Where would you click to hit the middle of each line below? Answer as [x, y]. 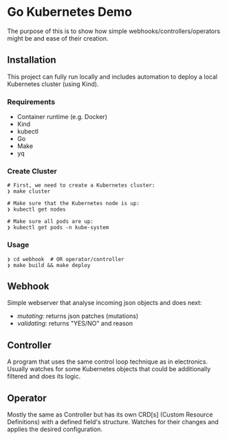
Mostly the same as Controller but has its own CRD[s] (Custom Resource [110, 415]
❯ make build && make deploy [49, 265]
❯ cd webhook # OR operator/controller [66, 259]
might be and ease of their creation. [58, 38]
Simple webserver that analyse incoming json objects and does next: [105, 303]
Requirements [31, 102]
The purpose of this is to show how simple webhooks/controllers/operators [114, 31]
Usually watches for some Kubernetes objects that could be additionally [109, 369]
